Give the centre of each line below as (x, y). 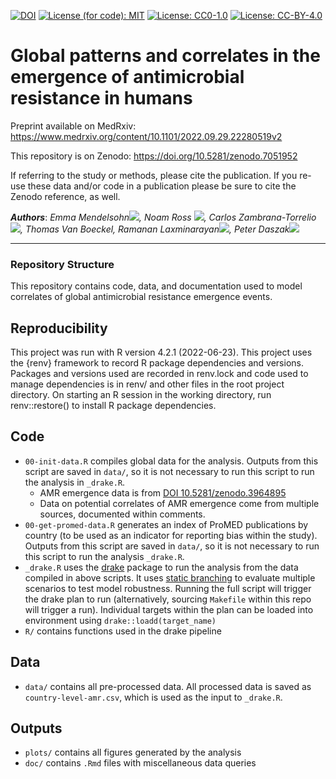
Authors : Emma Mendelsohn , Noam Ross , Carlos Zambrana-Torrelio (163, 217)
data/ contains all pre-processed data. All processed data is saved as (168, 686)
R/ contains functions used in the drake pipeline (123, 631)
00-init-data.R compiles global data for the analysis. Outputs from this (171, 461)
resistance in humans (101, 98)
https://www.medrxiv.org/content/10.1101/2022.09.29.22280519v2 (146, 136)
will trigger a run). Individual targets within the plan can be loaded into (169, 609)
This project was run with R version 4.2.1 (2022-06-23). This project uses (161, 352)
